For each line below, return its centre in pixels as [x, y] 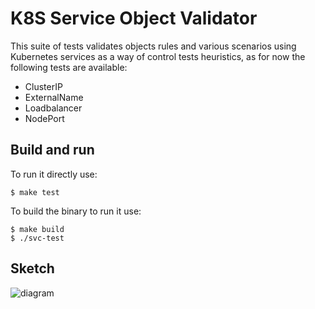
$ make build [37, 229]
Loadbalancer [53, 108]
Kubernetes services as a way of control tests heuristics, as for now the [158, 56]
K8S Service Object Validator [134, 18]
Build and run [52, 150]
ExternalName [54, 97]
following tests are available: [69, 67]
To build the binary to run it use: [76, 211]
